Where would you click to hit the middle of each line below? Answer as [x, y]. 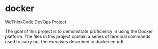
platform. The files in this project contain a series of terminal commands [78, 36]
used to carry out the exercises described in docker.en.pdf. [65, 41]
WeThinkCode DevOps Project [36, 22]
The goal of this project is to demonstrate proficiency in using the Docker [79, 31]
